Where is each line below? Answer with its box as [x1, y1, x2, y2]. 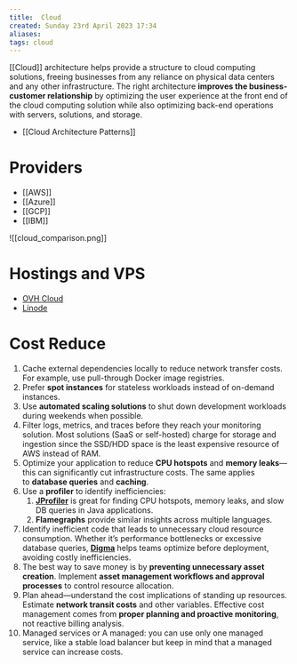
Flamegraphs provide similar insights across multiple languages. [35, 515, 273, 525]
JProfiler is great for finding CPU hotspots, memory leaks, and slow [35, 495, 285, 507]
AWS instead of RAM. [21, 448, 101, 459]
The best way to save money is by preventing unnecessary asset [21, 562, 265, 572]
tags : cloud [9, 37, 53, 47]
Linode [21, 303, 48, 314]
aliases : [9, 29, 42, 38]
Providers [9, 157, 83, 178]
